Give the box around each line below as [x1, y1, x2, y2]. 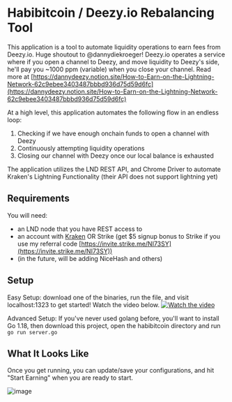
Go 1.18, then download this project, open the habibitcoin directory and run [7, 321, 221, 329]
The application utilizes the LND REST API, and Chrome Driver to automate [7, 165, 222, 173]
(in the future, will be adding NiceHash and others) [17, 254, 163, 262]
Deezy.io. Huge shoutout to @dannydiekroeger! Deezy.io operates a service [7, 50, 225, 59]
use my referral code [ [17, 239, 82, 248]
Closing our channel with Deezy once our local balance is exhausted [17, 151, 214, 160]
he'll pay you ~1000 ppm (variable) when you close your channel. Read [7, 65, 211, 73]
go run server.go [7, 329, 58, 336]
